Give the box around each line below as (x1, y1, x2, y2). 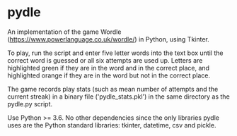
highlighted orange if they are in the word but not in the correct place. (7, 71, 211, 80)
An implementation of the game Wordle (7, 27, 122, 36)
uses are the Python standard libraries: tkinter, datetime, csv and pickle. (7, 120, 216, 129)
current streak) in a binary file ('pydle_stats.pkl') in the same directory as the (7, 92, 230, 101)
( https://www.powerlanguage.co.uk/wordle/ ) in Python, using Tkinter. (7, 35, 210, 43)
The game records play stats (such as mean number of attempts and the (7, 85, 219, 93)
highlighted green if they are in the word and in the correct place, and (7, 63, 210, 72)
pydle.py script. (7, 99, 53, 108)
